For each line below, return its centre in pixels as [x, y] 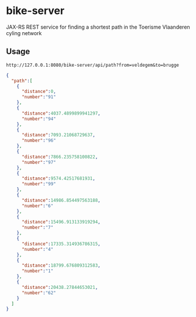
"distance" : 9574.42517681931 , [58, 179]
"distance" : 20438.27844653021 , [60, 287]
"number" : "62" [39, 293]
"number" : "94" [39, 119]
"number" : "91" [39, 97]
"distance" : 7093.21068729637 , [58, 135]
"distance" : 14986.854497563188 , [61, 200]
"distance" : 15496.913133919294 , [61, 222]
